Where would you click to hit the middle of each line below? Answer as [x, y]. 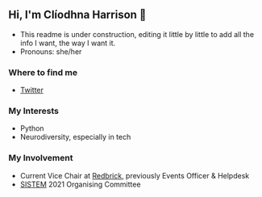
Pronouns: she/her [51, 51]
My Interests [33, 111]
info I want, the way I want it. [68, 43]
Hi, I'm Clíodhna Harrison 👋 [77, 15]
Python [32, 128]
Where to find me [43, 72]
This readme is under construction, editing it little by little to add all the [137, 34]
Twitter [32, 90]
